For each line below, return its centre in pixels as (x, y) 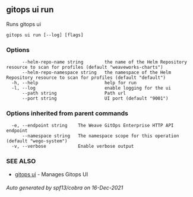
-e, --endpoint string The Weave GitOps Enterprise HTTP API (93, 126)
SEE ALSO (21, 161)
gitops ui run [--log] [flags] (45, 35)
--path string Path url (74, 93)
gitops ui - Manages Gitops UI (51, 174)
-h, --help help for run (74, 83)
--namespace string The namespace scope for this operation (100, 136)
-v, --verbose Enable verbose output (73, 147)
